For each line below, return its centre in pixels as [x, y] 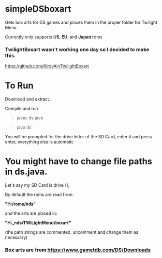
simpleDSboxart [38, 9]
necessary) [16, 237]
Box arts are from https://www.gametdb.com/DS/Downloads [78, 250]
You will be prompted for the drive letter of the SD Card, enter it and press [79, 137]
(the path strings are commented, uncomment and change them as [72, 232]
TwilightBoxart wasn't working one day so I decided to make [77, 49]
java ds [24, 128]
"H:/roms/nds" [21, 204]
